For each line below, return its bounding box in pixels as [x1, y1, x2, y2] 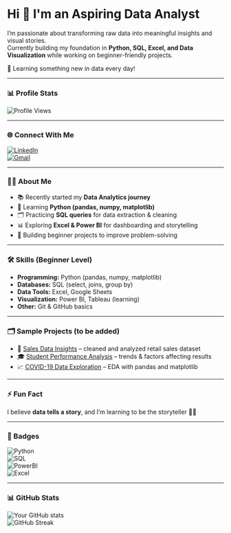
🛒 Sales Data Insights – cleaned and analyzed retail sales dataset [16, 344, 201, 353]
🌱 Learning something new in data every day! [7, 64, 135, 72]
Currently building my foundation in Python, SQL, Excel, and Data [7, 43, 194, 52]
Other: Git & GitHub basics [16, 302, 93, 311]
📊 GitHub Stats [7, 492, 60, 502]
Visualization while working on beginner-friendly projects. [7, 51, 173, 59]
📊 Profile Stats [7, 88, 58, 98]
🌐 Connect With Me [7, 130, 74, 140]
